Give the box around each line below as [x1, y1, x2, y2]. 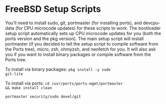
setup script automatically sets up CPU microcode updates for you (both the [5, 30, 162, 36]
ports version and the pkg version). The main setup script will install [5, 36, 144, 42]
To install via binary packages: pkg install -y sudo [5, 66, 111, 72]
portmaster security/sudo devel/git [5, 94, 81, 99]
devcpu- [143, 20, 161, 26]
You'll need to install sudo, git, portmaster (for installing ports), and [5, 20, 142, 26]
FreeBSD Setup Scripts [5, 3, 101, 15]
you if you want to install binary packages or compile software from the [5, 51, 151, 57]
